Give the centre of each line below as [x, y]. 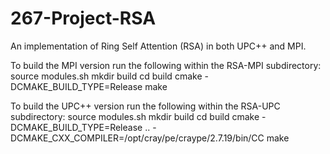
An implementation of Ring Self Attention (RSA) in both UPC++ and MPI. [158, 46]
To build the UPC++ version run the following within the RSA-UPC [145, 106]
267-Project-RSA [83, 18]
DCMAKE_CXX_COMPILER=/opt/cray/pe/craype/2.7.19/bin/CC [137, 138]
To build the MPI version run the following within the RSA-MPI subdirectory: [166, 65]
